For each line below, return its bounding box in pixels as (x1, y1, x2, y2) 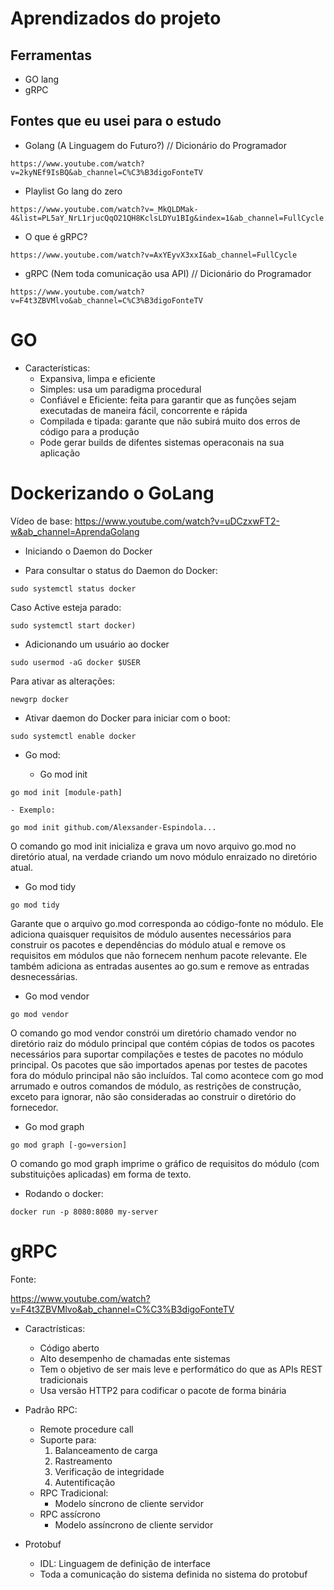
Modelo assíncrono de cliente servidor (54, 1518, 214, 1531)
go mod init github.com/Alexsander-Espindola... (10, 822, 217, 832)
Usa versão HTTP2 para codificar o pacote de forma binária (39, 1384, 287, 1396)
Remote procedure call (39, 1423, 134, 1435)
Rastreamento (54, 1455, 113, 1467)
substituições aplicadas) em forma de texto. (10, 1168, 192, 1180)
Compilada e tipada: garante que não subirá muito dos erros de (39, 415, 301, 427)
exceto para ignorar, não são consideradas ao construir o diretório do (10, 1090, 297, 1102)
